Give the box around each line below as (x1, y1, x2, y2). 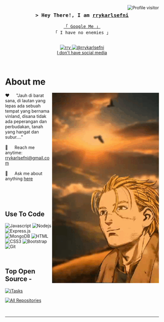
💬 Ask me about (5, 171, 42, 177)
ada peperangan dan (5, 118, 47, 124)
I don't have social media (57, 50, 107, 56)
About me (5, 76, 46, 88)
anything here (5, 176, 33, 182)
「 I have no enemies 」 (53, 30, 111, 36)
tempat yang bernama (5, 108, 50, 114)
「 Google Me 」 (63, 24, 101, 29)
